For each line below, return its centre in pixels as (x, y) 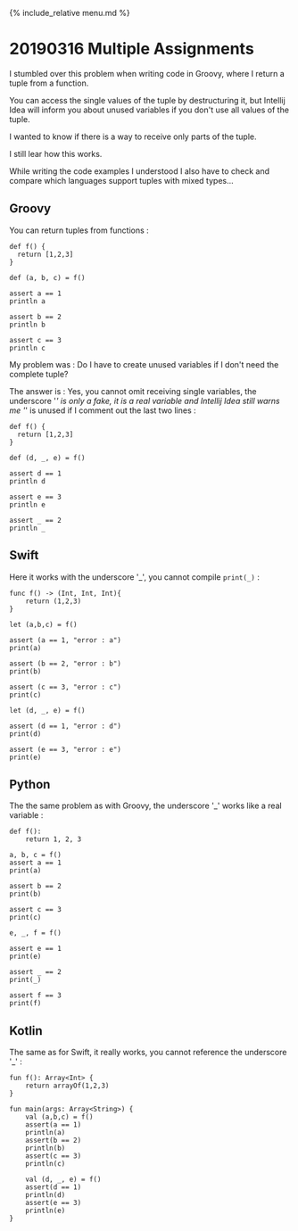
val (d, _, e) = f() (63, 1180)
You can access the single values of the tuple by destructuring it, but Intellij (147, 100)
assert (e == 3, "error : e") (66, 749)
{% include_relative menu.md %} (70, 13)
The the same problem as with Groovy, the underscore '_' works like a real (146, 806)
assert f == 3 (36, 996)
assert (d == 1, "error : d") (66, 726)
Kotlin (26, 1031)
